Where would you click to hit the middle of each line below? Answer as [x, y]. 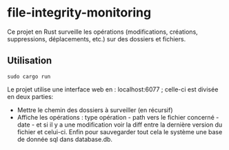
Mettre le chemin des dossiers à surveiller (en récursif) [95, 110]
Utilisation [30, 61]
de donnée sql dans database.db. [64, 139]
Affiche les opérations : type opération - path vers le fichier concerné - [118, 117]
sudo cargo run [29, 76]
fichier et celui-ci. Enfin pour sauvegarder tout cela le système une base [120, 131]
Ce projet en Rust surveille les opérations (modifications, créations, [102, 32]
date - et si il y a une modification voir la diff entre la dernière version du [120, 125]
